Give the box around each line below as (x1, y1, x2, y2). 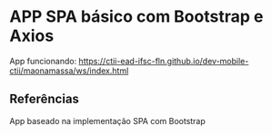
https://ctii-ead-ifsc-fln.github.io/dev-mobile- (78, 55, 249, 66)
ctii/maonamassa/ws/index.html (9, 65, 129, 76)
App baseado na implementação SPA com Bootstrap (9, 115, 207, 126)
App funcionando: (9, 55, 77, 66)
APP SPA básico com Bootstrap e (9, 6, 264, 27)
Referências (9, 92, 80, 107)
